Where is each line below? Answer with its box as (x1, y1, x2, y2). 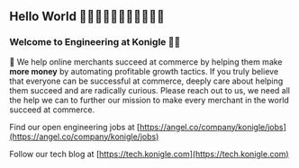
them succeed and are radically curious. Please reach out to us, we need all (9, 84, 291, 95)
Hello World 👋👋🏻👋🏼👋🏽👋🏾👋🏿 (9, 9, 165, 24)
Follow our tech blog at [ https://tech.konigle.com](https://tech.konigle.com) (9, 148, 290, 159)
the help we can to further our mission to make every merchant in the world (9, 94, 290, 105)
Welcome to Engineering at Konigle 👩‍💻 (9, 36, 181, 49)
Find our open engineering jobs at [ (9, 121, 140, 132)
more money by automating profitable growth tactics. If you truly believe (9, 66, 279, 76)
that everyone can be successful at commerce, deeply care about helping (9, 75, 284, 86)
